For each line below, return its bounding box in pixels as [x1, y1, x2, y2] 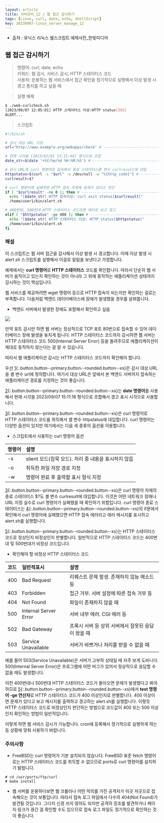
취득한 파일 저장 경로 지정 [26, 464, 81, 471]
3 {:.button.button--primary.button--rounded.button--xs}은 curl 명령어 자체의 [5, 487, 157, 493]
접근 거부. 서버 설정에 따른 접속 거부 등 [69, 590, 152, 597]
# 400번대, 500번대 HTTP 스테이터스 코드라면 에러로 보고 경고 [5, 208, 116, 213]
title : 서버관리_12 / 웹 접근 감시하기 [5, 12, 75, 17]
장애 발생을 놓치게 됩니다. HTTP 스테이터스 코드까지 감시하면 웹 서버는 [21, 332, 156, 338]
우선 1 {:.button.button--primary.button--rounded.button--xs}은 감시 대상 [5, 365, 148, 371]
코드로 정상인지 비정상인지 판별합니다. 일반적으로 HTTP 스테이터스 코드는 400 [5, 534, 154, 540]
